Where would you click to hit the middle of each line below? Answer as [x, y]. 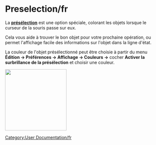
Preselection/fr [37, 9]
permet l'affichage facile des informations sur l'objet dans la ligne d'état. [78, 42]
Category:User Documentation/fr [39, 137]
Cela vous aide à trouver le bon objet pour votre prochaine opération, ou [78, 37]
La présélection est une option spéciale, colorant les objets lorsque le [76, 23]
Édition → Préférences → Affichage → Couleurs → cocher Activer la [75, 57]
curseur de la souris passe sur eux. [41, 27]
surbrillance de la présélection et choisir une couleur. [60, 62]
